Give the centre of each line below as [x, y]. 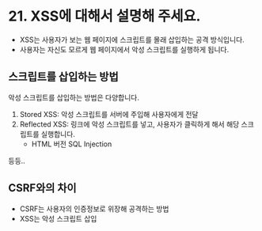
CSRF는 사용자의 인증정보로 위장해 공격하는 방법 [94, 208]
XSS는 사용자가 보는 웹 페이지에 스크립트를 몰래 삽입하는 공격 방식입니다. [132, 40]
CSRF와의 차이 [42, 188]
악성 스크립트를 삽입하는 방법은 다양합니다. [74, 97]
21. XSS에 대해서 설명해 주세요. [104, 16]
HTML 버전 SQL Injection [72, 144]
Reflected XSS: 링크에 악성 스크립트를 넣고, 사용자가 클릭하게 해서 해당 [129, 124]
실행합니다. [58, 134]
